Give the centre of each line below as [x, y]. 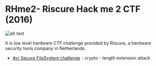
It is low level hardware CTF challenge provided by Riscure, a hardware [78, 43]
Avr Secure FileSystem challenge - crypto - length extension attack [81, 58]
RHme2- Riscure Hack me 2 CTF [73, 9]
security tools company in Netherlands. [46, 48]
